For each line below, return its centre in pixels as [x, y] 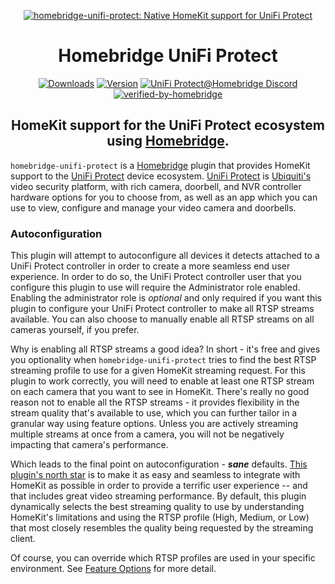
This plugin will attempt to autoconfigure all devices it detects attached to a [165, 256]
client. [23, 539]
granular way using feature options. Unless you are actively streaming [154, 424]
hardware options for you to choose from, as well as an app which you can [164, 197]
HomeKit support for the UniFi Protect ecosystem [167, 125]
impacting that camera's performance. [89, 445]
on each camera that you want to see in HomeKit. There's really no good [160, 392]
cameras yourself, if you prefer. [75, 330]
